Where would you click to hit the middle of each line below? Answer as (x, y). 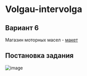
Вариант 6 (22, 28)
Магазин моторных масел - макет (42, 40)
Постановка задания (39, 56)
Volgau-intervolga (44, 9)
